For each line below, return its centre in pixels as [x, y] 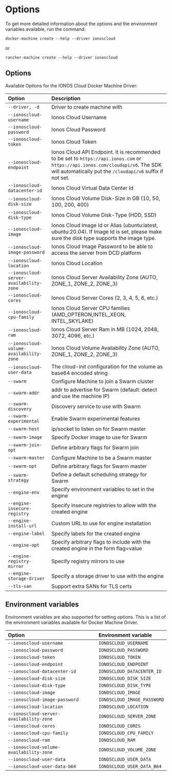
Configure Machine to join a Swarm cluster [103, 381]
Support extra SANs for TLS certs [92, 586]
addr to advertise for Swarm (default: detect [104, 390]
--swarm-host [24, 429]
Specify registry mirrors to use [88, 561]
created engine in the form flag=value [97, 548]
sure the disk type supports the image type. [104, 238]
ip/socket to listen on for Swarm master [99, 429]
